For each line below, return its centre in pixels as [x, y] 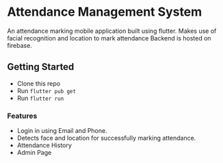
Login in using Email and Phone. [62, 131]
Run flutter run [40, 98]
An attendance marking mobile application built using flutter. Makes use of [112, 31]
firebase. [19, 45]
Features [22, 116]
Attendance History [44, 145]
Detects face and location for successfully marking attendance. [106, 138]
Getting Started [41, 67]
